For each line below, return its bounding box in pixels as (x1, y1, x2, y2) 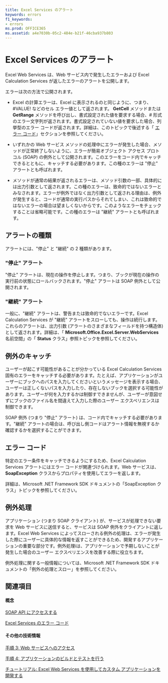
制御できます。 (5, 404, 36, 410)
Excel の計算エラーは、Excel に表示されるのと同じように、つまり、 (12, 99, 151, 105)
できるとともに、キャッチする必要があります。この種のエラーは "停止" (12, 160, 158, 166)
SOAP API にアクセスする (5, 610, 58, 616)
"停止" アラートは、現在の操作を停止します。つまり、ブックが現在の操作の (5, 272, 159, 278)
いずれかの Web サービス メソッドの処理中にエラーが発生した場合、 (12, 141, 153, 147)
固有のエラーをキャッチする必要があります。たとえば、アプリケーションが (5, 372, 159, 378)
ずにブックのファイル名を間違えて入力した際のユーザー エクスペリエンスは (5, 398, 159, 404)
